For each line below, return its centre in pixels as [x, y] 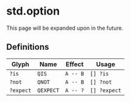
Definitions [28, 47]
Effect [75, 64]
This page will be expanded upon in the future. [65, 28]
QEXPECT [48, 90]
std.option [33, 11]
